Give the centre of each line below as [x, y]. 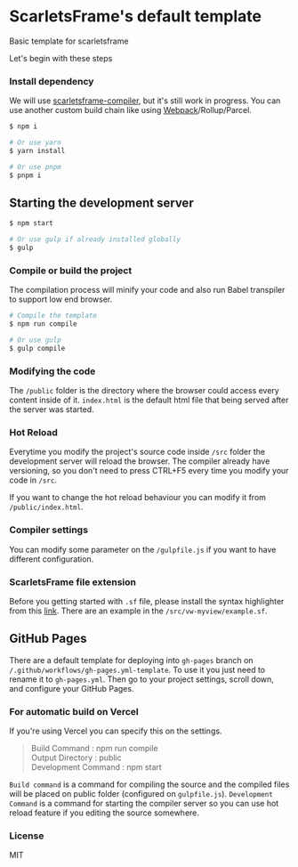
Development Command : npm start [96, 767]
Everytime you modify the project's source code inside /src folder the [137, 452]
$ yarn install [37, 150]
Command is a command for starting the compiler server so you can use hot [144, 804]
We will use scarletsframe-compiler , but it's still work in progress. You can [145, 101]
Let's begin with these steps [61, 58]
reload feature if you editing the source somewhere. [105, 813]
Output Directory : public [76, 758]
